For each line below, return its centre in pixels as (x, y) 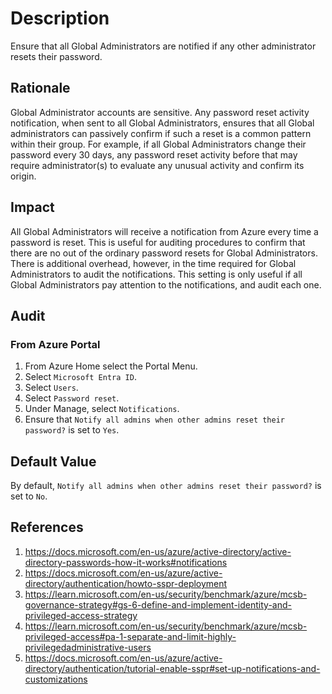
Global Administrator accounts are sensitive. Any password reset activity (160, 112)
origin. (23, 176)
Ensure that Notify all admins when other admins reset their (154, 419)
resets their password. (56, 56)
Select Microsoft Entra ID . (80, 377)
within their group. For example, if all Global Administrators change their (158, 144)
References (47, 527)
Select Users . (51, 388)
